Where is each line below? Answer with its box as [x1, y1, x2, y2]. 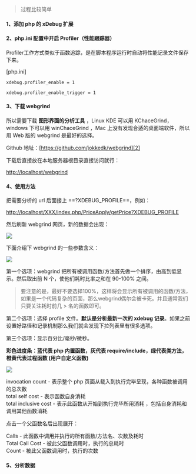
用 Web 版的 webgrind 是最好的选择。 [6, 132, 98, 139]
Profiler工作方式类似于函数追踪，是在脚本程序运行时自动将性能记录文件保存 [6, 49, 189, 56]
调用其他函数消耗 [6, 408, 48, 415]
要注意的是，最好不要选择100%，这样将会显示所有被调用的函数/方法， [20, 288, 191, 295]
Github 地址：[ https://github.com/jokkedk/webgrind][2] [6, 144, 140, 151]
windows [6, 125, 28, 131]
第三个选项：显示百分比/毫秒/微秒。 [6, 335, 93, 342]
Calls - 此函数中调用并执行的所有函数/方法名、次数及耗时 [6, 432, 144, 440]
